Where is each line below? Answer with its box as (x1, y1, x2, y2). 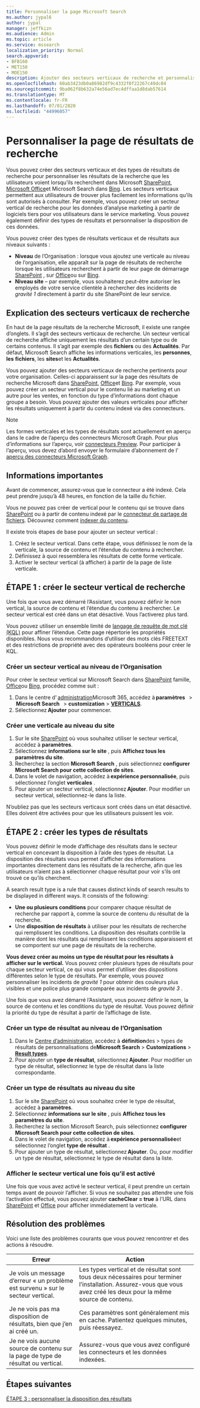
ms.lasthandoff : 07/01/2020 (6, 102, 76, 109)
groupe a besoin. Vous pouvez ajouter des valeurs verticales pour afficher (6, 398, 188, 405)
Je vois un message (9, 1269, 65, 1277)
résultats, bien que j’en (9, 1319, 73, 1328)
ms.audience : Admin (6, 31, 55, 37)
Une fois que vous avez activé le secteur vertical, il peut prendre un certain (6, 1183, 190, 1190)
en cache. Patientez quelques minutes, (79, 1316, 187, 1324)
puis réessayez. (79, 1323, 123, 1331)
